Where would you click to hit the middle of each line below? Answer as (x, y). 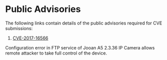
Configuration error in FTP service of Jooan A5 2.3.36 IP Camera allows (80, 47)
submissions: (19, 28)
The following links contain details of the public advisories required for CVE (84, 23)
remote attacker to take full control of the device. (56, 53)
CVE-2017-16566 (30, 38)
